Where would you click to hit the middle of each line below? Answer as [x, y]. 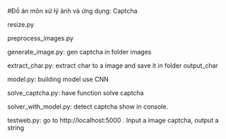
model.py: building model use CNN [58, 79]
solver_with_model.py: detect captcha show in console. [88, 107]
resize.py [20, 24]
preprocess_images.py [41, 38]
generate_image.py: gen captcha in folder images [79, 52]
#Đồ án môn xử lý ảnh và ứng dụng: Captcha [72, 11]
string [16, 128]
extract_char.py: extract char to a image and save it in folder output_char [113, 66]
